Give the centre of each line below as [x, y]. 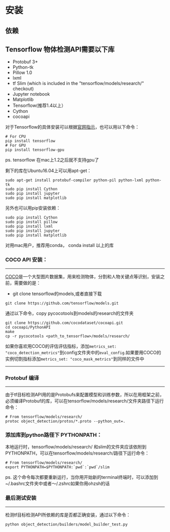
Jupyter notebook [31, 94]
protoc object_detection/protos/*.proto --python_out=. [65, 421]
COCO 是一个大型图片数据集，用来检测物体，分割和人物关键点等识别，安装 [83, 276]
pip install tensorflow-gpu [35, 150]
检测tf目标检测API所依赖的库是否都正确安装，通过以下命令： [68, 515]
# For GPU [16, 146]
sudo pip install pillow [31, 222]
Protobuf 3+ [25, 62]
